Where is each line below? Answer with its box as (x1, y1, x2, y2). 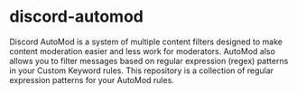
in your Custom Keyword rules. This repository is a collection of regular (9, 65, 274, 76)
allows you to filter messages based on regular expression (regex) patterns (9, 55, 289, 66)
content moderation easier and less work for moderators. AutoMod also (9, 45, 275, 56)
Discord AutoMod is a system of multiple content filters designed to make (9, 36, 283, 47)
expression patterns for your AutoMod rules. (9, 74, 174, 85)
